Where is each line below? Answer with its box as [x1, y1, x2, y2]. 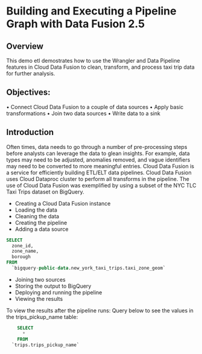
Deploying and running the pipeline [14, 288, 103, 296]
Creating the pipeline [14, 219, 68, 226]
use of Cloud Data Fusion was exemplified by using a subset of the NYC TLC [6, 182, 197, 189]
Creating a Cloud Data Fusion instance [14, 200, 111, 207]
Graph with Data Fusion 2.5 [6, 17, 145, 31]
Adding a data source [14, 225, 69, 233]
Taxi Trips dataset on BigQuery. [6, 188, 84, 195]
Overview [6, 41, 44, 51]
